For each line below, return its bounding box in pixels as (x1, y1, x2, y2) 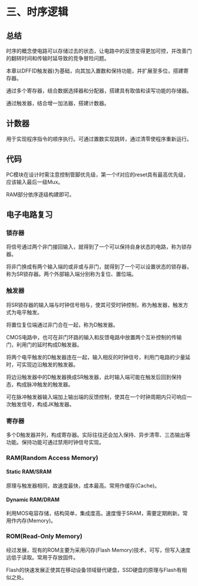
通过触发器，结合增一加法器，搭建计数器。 (6, 100, 110, 107)
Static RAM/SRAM (6, 468, 52, 475)
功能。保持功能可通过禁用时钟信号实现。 (6, 438, 104, 445)
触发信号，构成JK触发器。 (11, 400, 75, 408)
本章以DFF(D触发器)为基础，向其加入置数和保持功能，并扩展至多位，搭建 (6, 67, 184, 74)
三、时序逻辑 (6, 5, 69, 19)
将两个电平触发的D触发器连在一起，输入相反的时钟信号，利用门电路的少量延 (6, 353, 191, 360)
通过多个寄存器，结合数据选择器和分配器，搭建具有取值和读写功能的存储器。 (6, 87, 192, 94)
